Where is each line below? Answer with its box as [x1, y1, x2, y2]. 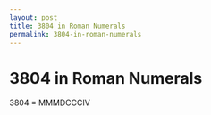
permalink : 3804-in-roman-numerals [9, 29, 142, 38]
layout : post [9, 12, 58, 22]
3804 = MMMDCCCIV [9, 97, 91, 108]
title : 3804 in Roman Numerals [9, 21, 126, 30]
